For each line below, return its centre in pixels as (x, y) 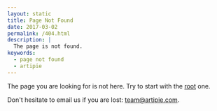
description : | (29, 40)
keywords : (22, 53)
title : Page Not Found (40, 20)
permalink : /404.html (39, 33)
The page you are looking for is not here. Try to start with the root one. (109, 86)
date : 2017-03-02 (33, 27)
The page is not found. (48, 46)
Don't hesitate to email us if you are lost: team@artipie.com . (93, 100)
